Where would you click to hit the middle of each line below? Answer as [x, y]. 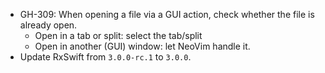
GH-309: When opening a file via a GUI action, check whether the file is [167, 14]
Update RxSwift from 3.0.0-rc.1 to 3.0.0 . [105, 57]
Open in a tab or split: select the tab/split [118, 35]
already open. [48, 25]
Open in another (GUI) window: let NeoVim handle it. [142, 46]
